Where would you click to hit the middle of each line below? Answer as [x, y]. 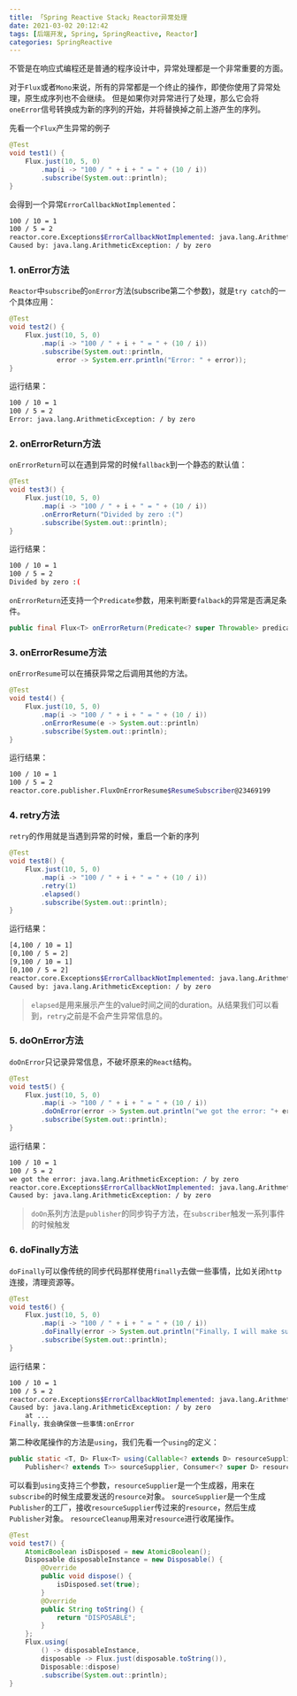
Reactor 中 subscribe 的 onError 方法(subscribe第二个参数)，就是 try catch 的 [144, 291]
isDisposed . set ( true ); [98, 1585]
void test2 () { [37, 327]
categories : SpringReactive [61, 42]
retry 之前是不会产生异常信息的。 [107, 1016]
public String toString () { [92, 1609]
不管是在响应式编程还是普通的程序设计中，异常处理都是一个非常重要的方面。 [148, 68]
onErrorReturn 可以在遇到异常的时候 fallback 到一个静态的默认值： [128, 465]
